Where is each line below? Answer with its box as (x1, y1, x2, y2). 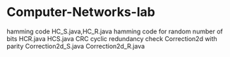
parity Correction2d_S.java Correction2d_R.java (6, 42, 145, 50)
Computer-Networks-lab (6, 4, 156, 20)
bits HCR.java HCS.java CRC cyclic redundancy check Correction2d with (6, 34, 218, 42)
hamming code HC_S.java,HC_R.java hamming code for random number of (6, 27, 223, 35)
